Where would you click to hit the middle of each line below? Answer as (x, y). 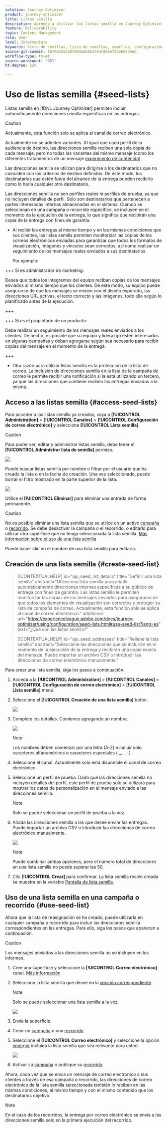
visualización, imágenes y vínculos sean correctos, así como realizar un (86, 246)
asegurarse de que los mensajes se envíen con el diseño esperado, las (78, 291)
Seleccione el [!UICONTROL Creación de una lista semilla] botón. (80, 699)
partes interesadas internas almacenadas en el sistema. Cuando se (74, 205)
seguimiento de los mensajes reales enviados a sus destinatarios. (79, 251)
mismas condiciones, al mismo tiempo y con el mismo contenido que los (79, 1090)
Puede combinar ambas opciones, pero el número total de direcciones (84, 862)
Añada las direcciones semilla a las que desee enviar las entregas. (80, 822)
